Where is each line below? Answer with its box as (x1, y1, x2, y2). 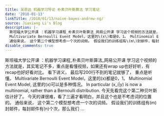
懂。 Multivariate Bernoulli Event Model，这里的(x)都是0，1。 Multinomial (5, 75, 152, 81)
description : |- (5, 25, 38, 30)
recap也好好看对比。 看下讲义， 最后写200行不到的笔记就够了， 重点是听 (5, 69, 152, 75)
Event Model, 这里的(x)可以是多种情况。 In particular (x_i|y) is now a (5, 81, 142, 87)
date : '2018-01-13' (5, 12, 45, 17)
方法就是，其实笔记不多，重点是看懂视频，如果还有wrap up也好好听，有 (5, 63, 150, 69)
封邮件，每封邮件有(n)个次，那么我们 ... (5, 105, 84, 112)
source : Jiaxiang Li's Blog (5, 20, 62, 26)
